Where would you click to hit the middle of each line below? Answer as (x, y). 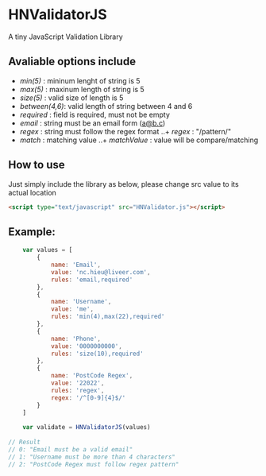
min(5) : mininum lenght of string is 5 (80, 80)
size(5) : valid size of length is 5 (71, 98)
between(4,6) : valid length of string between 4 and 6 (106, 106)
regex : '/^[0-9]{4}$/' (88, 398)
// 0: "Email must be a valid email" (71, 449)
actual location (33, 192)
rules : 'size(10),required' (97, 354)
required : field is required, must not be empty (95, 114)
